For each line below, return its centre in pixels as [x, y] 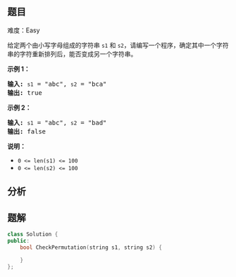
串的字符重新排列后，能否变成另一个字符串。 [72, 53]
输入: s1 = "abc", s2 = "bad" [57, 122]
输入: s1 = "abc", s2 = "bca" [57, 84]
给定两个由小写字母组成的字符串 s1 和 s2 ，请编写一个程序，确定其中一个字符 [118, 45]
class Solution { [33, 234]
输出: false [27, 131]
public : [19, 240]
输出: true [25, 92]
